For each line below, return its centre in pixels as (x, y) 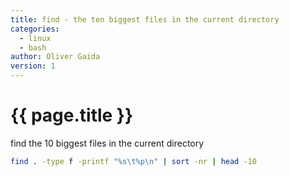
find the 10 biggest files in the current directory (107, 143)
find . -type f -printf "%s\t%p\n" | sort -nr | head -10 (133, 161)
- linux (35, 38)
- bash (33, 47)
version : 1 (33, 66)
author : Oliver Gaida (55, 57)
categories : (35, 29)
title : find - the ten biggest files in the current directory (145, 19)
